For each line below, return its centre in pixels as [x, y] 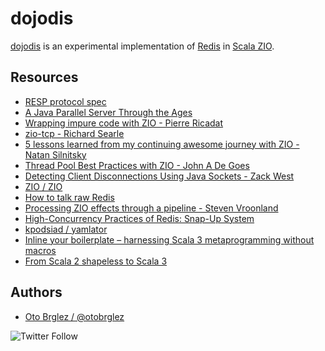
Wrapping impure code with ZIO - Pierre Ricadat [124, 123]
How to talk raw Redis [69, 197]
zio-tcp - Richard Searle [74, 133]
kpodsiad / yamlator [66, 229]
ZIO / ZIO [43, 186]
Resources [44, 77]
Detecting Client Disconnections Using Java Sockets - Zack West [159, 176]
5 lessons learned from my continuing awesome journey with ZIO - [162, 144]
